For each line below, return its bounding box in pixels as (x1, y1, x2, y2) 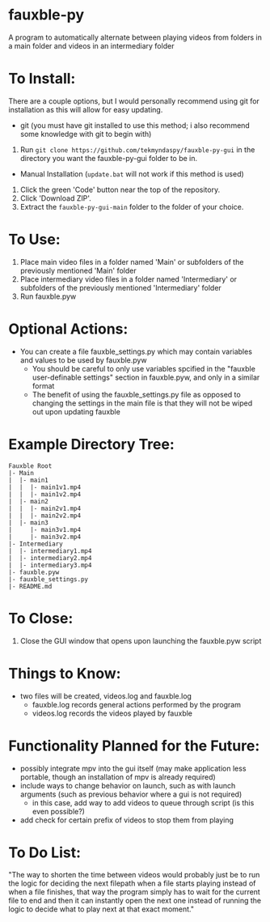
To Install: (8, 70, 76, 88)
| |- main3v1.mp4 (8, 525, 82, 533)
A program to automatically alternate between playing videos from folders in (8, 32, 263, 42)
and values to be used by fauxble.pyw (19, 355, 147, 365)
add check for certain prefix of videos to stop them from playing (19, 815, 234, 825)
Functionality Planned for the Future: (8, 737, 260, 754)
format (32, 380, 55, 390)
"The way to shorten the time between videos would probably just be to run (8, 870, 260, 880)
